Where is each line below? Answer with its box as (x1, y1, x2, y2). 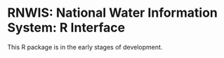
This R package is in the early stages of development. (7, 43, 163, 51)
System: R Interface (7, 20, 125, 36)
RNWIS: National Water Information (7, 5, 218, 21)
